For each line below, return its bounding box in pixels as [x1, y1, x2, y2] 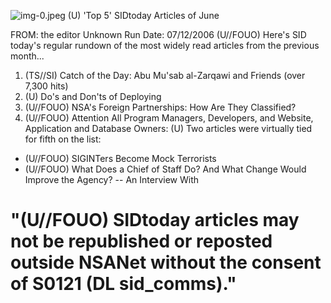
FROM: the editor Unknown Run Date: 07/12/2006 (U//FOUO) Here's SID [10, 29, 307, 40]
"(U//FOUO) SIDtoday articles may [10, 209, 300, 232]
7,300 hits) [24, 80, 69, 92]
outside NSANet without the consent [10, 251, 322, 274]
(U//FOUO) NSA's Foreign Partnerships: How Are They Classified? [24, 101, 297, 113]
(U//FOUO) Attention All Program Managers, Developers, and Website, [24, 112, 314, 124]
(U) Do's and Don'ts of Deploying [24, 91, 162, 102]
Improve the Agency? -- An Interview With [24, 174, 199, 185]
